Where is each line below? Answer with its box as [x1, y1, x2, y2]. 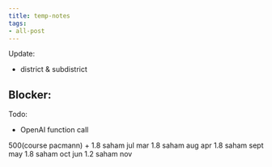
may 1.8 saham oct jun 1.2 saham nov [8, 149, 133, 159]
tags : [8, 19, 27, 27]
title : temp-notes [8, 11, 70, 20]
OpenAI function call [19, 125, 89, 135]
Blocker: [8, 88, 52, 102]
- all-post [8, 27, 45, 35]
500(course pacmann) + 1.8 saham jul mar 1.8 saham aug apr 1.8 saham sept [8, 140, 264, 150]
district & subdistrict [19, 65, 87, 74]
